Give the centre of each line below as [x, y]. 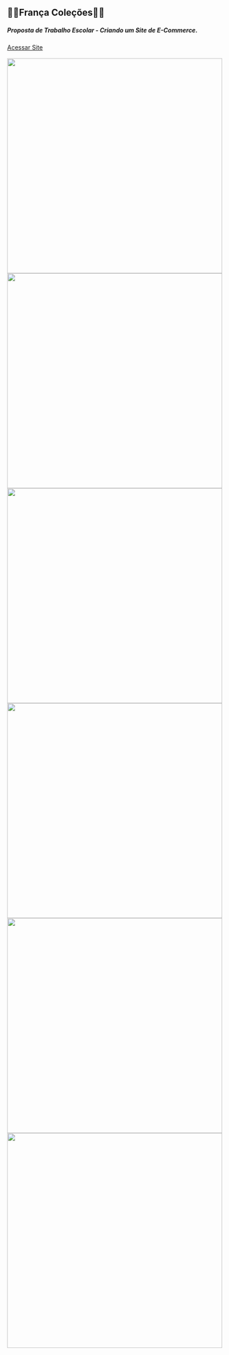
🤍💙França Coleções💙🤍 [56, 13]
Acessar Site [25, 47]
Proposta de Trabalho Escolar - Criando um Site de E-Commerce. [102, 30]
